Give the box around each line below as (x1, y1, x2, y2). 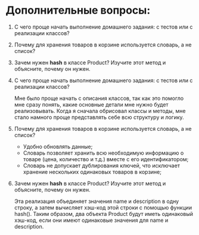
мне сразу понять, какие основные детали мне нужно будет (14, 101, 169, 108)
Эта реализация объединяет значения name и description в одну (14, 198, 179, 205)
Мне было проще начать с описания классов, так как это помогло (14, 95, 184, 102)
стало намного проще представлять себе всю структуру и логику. (14, 114, 184, 121)
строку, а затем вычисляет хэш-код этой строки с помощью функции (14, 203, 192, 211)
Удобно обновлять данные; (23, 143, 93, 150)
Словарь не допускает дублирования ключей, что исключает (23, 162, 180, 169)
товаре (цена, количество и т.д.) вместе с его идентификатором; (23, 155, 189, 162)
